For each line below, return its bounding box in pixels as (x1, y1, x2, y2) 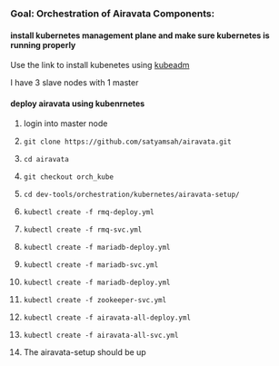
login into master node (23, 118, 108, 129)
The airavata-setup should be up (23, 347, 146, 358)
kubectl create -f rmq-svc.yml (23, 225, 143, 234)
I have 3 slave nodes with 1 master (10, 77, 139, 88)
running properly (10, 39, 76, 50)
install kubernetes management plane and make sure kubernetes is (10, 30, 271, 41)
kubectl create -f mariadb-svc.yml (23, 261, 159, 270)
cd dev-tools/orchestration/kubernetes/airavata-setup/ (23, 190, 240, 200)
